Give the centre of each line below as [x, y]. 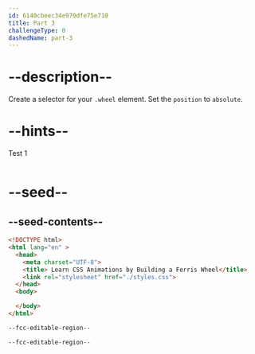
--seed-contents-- [56, 222]
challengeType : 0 [37, 30]
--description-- [61, 77]
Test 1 [18, 154]
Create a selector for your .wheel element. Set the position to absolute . [126, 99]
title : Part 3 [32, 23]
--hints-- [39, 131]
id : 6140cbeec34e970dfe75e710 [59, 16]
